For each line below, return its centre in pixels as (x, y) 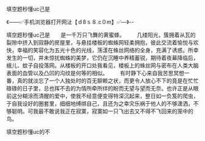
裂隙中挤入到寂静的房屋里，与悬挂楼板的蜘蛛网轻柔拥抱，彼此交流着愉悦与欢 (103, 42)
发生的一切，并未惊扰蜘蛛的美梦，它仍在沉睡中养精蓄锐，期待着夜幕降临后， (103, 58)
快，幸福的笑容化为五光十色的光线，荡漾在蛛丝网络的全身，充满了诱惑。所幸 (103, 50)
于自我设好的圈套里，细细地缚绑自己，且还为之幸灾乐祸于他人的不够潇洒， (100, 103)
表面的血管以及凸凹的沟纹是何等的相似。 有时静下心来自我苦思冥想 (95, 73)
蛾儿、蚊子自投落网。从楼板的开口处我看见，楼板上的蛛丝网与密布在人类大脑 (103, 65)
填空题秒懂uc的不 (28, 132)
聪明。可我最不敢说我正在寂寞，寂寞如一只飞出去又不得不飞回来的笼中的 (102, 111)
